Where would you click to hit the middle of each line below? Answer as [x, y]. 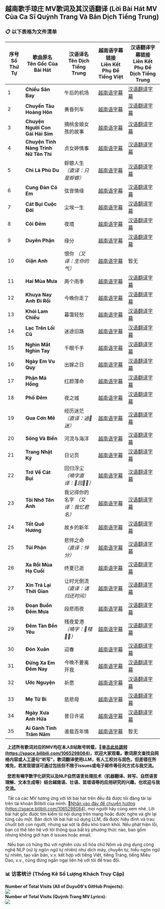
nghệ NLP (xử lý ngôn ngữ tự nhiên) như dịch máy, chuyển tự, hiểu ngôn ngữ [83, 849]
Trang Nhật [39, 452]
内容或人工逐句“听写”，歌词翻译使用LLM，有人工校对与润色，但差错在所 [82, 759]
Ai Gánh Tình [41, 728]
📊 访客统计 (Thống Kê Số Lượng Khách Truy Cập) [65, 873]
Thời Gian [37, 591]
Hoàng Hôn [39, 112]
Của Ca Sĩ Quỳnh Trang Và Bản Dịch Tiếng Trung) [82, 17]
